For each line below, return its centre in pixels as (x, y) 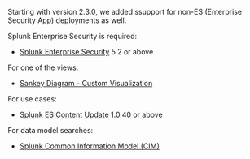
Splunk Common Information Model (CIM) (89, 146)
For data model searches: (50, 130)
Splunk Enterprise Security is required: (72, 36)
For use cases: (33, 99)
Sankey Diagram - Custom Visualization (86, 83)
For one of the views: (43, 67)
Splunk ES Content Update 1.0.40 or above (91, 114)
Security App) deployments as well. (67, 20)
